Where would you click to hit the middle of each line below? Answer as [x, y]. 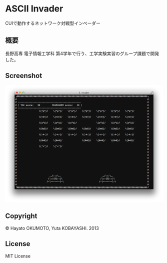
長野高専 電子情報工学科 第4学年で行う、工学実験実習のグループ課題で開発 [82, 53]
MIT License [18, 256]
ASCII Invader [34, 9]
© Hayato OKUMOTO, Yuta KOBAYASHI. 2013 [52, 228]
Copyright [21, 216]
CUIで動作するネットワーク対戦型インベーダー [53, 23]
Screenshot [24, 76]
